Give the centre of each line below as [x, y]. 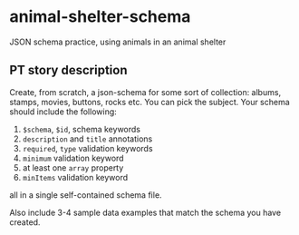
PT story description [68, 70]
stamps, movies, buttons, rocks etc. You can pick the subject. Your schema [149, 102]
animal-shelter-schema [100, 17]
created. [25, 222]
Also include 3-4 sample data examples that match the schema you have [145, 212]
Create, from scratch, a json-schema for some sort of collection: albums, [145, 92]
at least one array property [73, 167]
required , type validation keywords [87, 148]
